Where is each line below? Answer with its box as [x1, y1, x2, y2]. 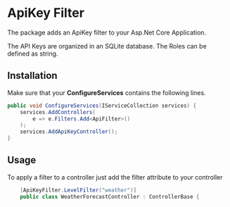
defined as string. [7, 49, 58, 58]
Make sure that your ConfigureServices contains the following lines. [7, 88, 206, 96]
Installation [7, 70, 58, 82]
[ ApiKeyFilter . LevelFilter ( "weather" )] [20, 187, 137, 194]
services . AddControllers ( [20, 108, 96, 115]
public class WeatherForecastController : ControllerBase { [20, 193, 200, 200]
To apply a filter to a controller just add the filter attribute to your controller [7, 172, 223, 181]
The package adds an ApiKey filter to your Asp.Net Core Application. [7, 28, 206, 37]
